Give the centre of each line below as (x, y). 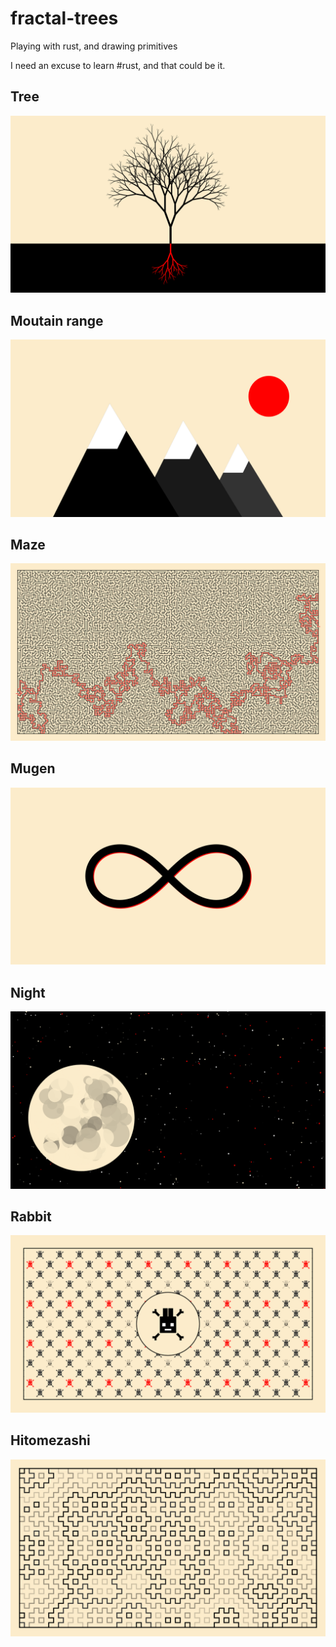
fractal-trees (64, 18)
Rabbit (31, 1216)
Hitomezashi (50, 1440)
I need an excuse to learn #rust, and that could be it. (118, 65)
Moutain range (57, 320)
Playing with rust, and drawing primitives (94, 46)
